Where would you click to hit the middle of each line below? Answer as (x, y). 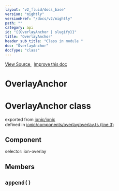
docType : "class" (22, 50)
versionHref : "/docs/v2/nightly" (39, 18)
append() (18, 183)
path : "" (14, 23)
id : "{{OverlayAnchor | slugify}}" (41, 32)
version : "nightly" (25, 14)
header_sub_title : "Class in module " (44, 41)
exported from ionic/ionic (30, 119)
